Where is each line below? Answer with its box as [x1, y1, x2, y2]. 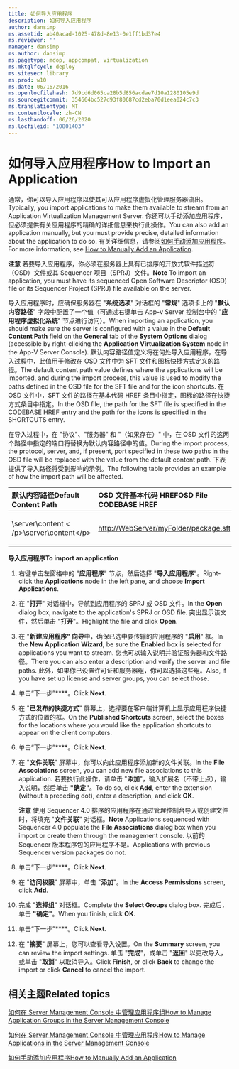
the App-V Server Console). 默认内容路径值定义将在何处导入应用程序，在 [8, 348, 221, 357]
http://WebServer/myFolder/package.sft [98, 523, 231, 533]
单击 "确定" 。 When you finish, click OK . [18, 910, 136, 918]
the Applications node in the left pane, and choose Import [33, 577, 205, 586]
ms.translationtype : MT [8, 103, 79, 110]
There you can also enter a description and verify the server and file [30, 658, 230, 666]
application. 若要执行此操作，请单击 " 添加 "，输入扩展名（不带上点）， [18, 775, 221, 783]
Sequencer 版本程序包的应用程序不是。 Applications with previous [18, 840, 211, 849]
